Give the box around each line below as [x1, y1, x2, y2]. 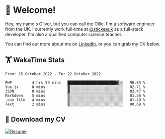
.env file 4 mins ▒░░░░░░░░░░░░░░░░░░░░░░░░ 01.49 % [5, 97, 146, 102]
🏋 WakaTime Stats [5, 56, 65, 64]
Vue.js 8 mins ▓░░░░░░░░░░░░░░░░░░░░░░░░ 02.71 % [5, 84, 146, 90]
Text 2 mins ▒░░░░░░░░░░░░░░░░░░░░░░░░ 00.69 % [5, 101, 146, 107]
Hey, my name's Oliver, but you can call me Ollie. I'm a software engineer [5, 21, 155, 27]
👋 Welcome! [5, 4, 56, 16]
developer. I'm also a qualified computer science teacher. [5, 31, 123, 37]
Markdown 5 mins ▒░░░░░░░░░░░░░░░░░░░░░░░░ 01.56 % [5, 93, 146, 98]
